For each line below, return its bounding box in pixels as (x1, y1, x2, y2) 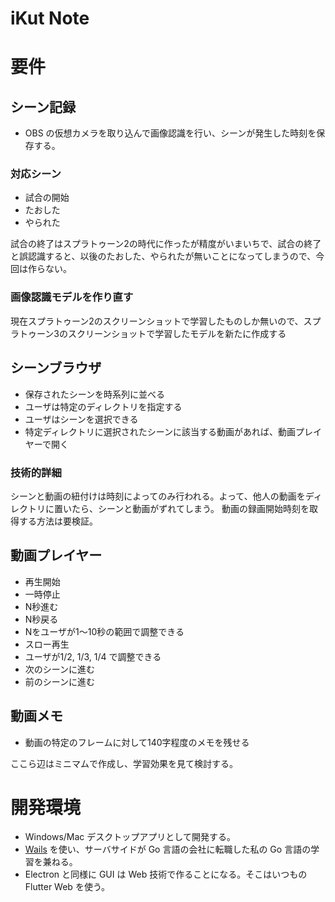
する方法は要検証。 (18, 515, 98, 527)
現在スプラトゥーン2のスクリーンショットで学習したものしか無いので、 (10, 315, 304, 327)
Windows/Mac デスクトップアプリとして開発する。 (24, 831, 236, 843)
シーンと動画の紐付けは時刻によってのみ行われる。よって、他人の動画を (10, 490, 306, 502)
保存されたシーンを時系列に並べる (24, 388, 166, 400)
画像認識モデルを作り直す (10, 290, 134, 304)
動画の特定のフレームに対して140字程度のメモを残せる (24, 736, 250, 748)
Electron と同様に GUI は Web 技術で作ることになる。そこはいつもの (24, 868, 308, 881)
